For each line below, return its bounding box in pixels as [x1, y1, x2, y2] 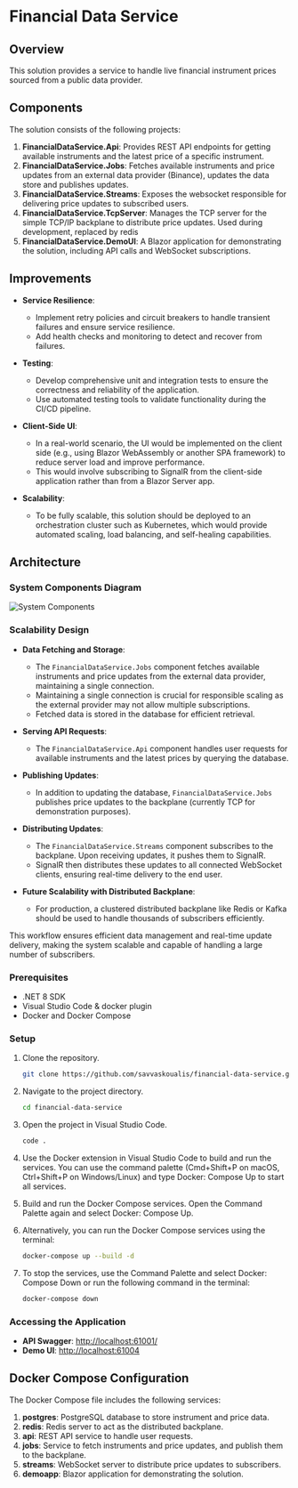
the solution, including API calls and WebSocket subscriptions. [21, 245, 252, 255]
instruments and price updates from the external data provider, [35, 670, 266, 682]
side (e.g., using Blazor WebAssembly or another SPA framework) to [35, 447, 286, 457]
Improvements [9, 271, 92, 287]
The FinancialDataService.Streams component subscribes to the [35, 840, 274, 851]
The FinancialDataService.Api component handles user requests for [35, 743, 288, 754]
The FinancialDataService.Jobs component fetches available [35, 661, 261, 672]
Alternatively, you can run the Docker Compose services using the [21, 1225, 266, 1235]
